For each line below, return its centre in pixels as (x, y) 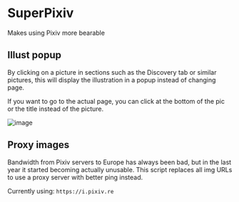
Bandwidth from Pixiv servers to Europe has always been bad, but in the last (119, 162)
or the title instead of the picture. (56, 109)
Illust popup (35, 55)
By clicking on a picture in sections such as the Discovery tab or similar (112, 72)
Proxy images (39, 145)
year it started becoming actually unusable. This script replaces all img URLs (120, 169)
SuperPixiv (41, 13)
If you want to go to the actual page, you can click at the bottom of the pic (116, 101)
